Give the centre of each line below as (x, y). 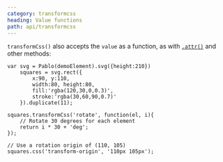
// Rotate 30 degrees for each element (78, 121)
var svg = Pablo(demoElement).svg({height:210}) (79, 67)
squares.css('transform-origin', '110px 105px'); (81, 152)
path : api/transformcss (42, 26)
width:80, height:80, (64, 85)
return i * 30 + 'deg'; (54, 127)
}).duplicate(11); (46, 103)
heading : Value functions (45, 20)
